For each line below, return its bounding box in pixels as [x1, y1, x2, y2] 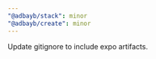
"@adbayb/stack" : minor [7, 11, 88, 20]
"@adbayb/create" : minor [7, 19, 91, 27]
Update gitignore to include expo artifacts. [7, 41, 149, 51]
